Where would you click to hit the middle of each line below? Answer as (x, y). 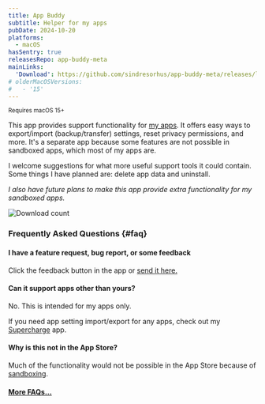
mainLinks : (26, 67)
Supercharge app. (37, 330)
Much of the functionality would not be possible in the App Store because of (132, 365)
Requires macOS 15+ (36, 111)
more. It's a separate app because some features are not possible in (119, 142)
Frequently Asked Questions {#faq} (78, 234)
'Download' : (35, 74)
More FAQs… (30, 391)
